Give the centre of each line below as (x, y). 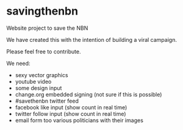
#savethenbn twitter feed (47, 101)
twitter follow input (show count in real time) (70, 114)
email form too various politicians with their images (79, 120)
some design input (38, 88)
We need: (18, 63)
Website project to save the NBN (47, 28)
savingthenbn (42, 11)
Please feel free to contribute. (44, 51)
